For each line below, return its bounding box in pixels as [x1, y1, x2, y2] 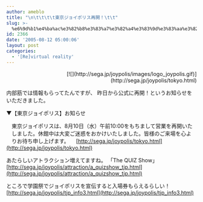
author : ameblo [6, 8, 45, 15]
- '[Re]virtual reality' [11, 54, 74, 60]
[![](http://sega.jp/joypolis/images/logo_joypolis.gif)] [66, 70, 197, 77]
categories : [6, 48, 36, 54]
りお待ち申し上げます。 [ [11, 137, 79, 145]
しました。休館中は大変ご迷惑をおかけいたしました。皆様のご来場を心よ [11, 130, 192, 137]
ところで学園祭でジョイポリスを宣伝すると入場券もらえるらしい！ [6, 182, 170, 189]
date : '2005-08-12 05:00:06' [6, 37, 80, 43]
